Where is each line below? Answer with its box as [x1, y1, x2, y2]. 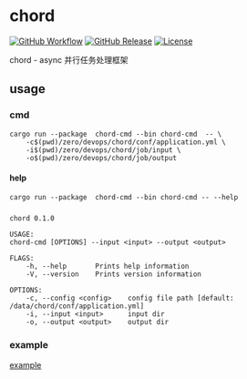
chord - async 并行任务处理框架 [9, 54, 129, 65]
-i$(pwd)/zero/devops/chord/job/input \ [26, 145, 181, 155]
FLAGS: [9, 254, 35, 263]
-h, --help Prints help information [26, 261, 190, 271]
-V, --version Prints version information [26, 270, 202, 279]
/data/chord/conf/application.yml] [9, 302, 145, 311]
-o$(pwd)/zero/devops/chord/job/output [26, 153, 178, 162]
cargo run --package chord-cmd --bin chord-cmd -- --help [9, 192, 239, 201]
